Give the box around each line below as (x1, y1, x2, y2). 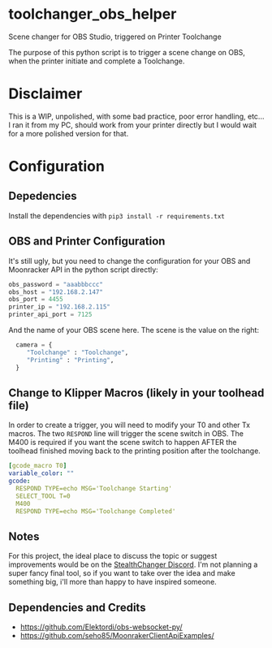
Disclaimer (8, 84, 83, 103)
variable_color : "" (8, 469, 75, 477)
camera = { (15, 341, 53, 349)
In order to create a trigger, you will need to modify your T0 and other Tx (8, 420, 250, 430)
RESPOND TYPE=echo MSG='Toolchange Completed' (15, 507, 176, 516)
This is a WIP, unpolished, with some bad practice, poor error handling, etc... (8, 111, 265, 121)
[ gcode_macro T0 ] (8, 462, 67, 470)
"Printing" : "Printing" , (26, 356, 114, 364)
